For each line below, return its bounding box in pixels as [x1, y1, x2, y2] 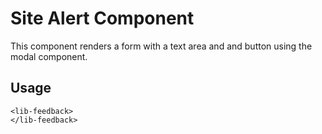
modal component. [10, 50, 88, 62]
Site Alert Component [10, 7, 195, 30]
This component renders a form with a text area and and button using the [10, 40, 313, 52]
